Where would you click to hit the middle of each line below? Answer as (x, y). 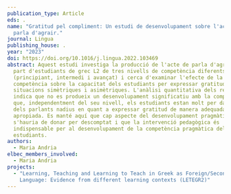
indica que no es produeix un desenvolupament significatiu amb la (112, 97)
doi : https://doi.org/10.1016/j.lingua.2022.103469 (82, 58)
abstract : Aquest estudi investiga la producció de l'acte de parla (107, 65)
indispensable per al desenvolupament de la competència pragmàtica (113, 129)
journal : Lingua (30, 39)
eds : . (16, 20)
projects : (21, 167)
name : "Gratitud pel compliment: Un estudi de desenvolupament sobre (109, 26)
